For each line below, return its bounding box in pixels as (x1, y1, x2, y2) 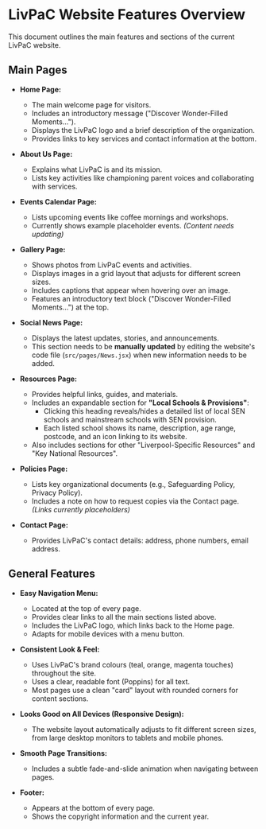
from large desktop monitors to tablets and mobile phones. (31, 733, 224, 742)
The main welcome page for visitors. (31, 99, 152, 109)
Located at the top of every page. (31, 603, 141, 613)
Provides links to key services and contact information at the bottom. (31, 134, 257, 143)
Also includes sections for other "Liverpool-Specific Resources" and (31, 440, 256, 450)
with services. (31, 181, 78, 191)
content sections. (31, 694, 89, 703)
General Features (8, 567, 95, 581)
